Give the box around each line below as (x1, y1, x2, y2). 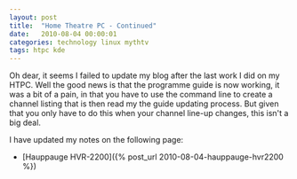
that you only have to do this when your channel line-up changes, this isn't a (9, 108, 289, 119)
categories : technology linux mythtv (9, 37, 149, 47)
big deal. (9, 117, 42, 128)
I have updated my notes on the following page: (9, 135, 184, 145)
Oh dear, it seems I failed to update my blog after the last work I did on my (9, 70, 280, 81)
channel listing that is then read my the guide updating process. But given (9, 98, 279, 109)
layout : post (9, 12, 58, 22)
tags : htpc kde (9, 46, 66, 55)
